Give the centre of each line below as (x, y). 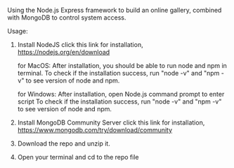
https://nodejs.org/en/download (64, 52)
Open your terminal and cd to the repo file (78, 157)
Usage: (18, 31)
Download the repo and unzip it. (64, 143)
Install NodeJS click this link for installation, (80, 44)
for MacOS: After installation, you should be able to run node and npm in (122, 65)
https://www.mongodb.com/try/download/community (95, 130)
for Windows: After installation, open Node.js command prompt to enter (121, 94)
